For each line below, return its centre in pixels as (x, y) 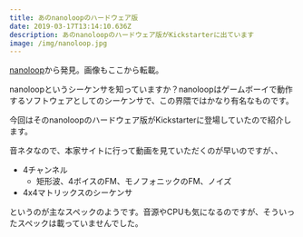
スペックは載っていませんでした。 (80, 223)
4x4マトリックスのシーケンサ (78, 193)
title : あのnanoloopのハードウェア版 (74, 18)
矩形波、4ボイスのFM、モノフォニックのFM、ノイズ (134, 182)
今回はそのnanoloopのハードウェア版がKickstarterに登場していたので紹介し (151, 120)
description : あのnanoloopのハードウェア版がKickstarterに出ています (132, 35)
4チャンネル (45, 170)
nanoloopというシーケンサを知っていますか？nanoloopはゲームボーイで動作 (151, 89)
